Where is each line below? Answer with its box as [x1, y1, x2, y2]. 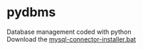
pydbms [6, 4, 56, 20]
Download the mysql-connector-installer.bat [6, 35, 137, 43]
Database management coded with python [6, 27, 132, 36]
